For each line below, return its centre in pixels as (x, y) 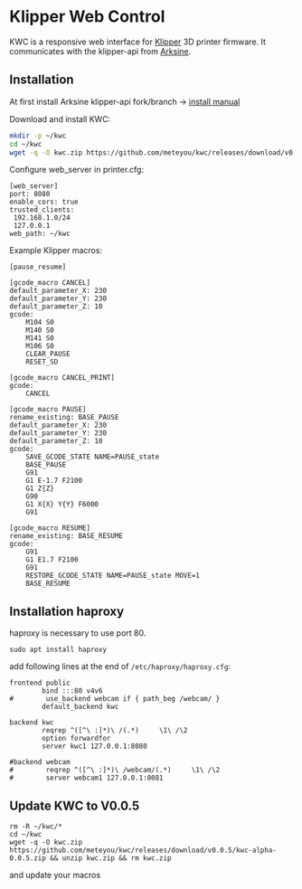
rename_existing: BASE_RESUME (66, 536)
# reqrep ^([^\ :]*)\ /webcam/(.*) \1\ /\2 (115, 771)
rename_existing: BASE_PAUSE (64, 418)
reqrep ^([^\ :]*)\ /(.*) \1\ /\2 (115, 731)
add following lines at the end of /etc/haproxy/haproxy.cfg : (120, 667)
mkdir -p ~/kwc (38, 136)
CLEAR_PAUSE (48, 355)
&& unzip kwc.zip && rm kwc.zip (110, 858)
